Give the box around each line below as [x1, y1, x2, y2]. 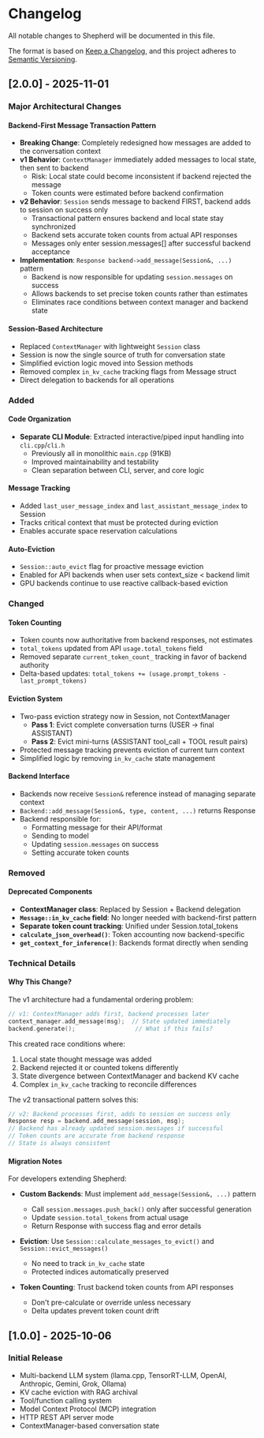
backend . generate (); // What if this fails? [8, 1024, 214, 1032]
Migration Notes [8, 1156, 63, 1166]
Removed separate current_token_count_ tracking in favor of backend [19, 652, 247, 661]
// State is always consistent [8, 1140, 111, 1148]
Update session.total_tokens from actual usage [31, 1213, 189, 1223]
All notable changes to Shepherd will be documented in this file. [8, 31, 215, 40]
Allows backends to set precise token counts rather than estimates [31, 289, 248, 298]
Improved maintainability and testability [31, 457, 159, 466]
